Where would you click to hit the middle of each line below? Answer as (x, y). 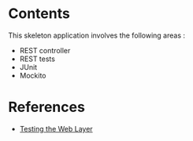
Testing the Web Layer (56, 128)
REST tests (37, 59)
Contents (39, 14)
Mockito (33, 75)
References (46, 107)
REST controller (45, 50)
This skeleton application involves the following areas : (97, 35)
